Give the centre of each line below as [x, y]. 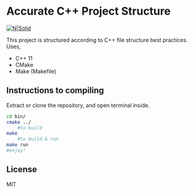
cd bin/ [16, 116]
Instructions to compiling [55, 91]
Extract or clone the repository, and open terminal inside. [78, 105]
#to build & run [38, 139]
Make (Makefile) [35, 71]
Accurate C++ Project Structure [89, 11]
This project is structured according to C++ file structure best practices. [97, 40]
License [22, 169]
